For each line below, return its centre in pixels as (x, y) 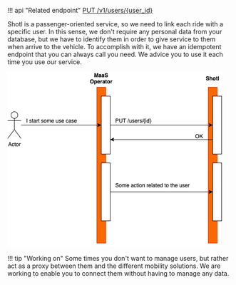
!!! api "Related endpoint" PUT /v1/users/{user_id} (80, 10)
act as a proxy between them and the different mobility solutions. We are (114, 266)
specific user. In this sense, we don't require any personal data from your (115, 32)
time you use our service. (45, 62)
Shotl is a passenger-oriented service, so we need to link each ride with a (115, 24)
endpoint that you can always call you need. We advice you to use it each (115, 54)
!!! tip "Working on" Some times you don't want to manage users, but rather (118, 258)
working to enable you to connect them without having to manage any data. (118, 273)
